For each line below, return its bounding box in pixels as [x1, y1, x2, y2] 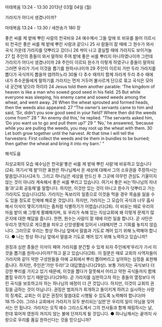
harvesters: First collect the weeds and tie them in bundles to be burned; [5, 135, 150, 141]
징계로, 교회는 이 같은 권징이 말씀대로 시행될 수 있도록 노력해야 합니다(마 [10, 293, 146, 298]
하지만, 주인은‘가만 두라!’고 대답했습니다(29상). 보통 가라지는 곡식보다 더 [19, 262, 155, 268]
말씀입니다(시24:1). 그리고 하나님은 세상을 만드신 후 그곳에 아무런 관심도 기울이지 [5, 173, 157, 179]
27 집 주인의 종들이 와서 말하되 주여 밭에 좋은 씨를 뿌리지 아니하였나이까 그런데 [5, 53, 153, 59]
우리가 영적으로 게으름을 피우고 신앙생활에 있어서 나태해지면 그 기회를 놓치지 [5, 222, 148, 227]
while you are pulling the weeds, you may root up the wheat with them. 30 [5, 125, 152, 131]
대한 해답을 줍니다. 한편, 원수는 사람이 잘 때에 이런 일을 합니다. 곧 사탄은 [17, 215, 153, 221]
